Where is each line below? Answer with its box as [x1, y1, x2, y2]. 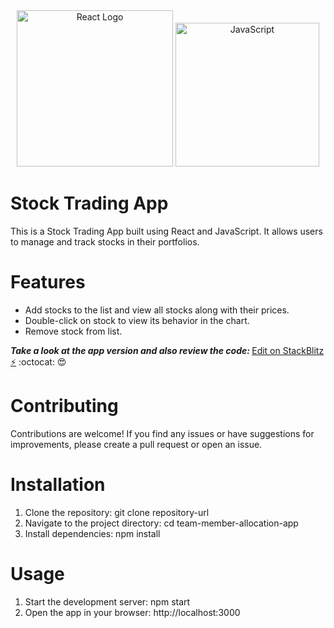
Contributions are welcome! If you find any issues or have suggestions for [10, 427, 315, 439]
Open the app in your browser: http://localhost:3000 [24, 606, 241, 618]
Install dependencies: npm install [24, 527, 161, 539]
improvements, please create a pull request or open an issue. [10, 438, 263, 450]
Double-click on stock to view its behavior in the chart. [24, 314, 250, 326]
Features [10, 271, 86, 294]
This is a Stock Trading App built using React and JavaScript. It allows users [10, 225, 323, 237]
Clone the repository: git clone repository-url [24, 506, 210, 518]
